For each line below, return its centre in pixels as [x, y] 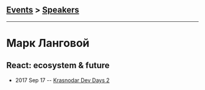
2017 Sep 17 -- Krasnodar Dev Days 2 [62, 80]
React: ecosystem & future [58, 65]
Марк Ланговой [48, 43]
